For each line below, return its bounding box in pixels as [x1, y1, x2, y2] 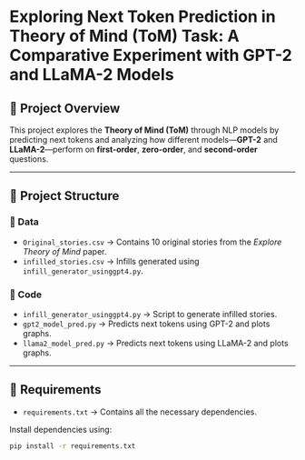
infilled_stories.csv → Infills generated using [22, 255, 200, 266]
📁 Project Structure [9, 188, 120, 204]
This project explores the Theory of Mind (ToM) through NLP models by [9, 125, 280, 135]
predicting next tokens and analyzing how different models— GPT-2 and [9, 135, 279, 145]
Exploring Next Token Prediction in [9, 6, 276, 27]
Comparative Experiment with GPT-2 [9, 45, 292, 65]
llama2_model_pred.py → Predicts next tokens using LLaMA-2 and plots [22, 337, 289, 348]
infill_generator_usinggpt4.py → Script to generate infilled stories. [22, 308, 278, 319]
